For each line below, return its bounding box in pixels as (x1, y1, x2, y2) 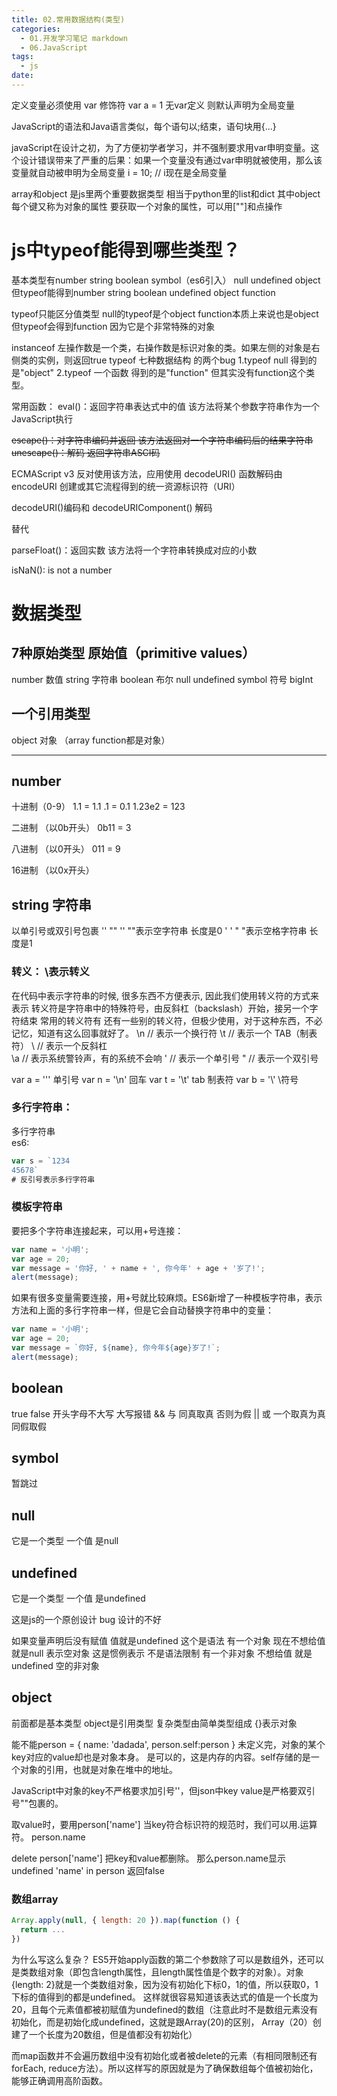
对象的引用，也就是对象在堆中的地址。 (19, 1763, 178, 1775)
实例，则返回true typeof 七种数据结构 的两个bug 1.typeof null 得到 (37, 354, 309, 366)
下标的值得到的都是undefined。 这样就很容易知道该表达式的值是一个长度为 (11, 1991, 319, 2003)
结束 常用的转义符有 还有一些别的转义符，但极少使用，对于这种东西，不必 (19, 1014, 323, 1026)
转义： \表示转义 (11, 965, 90, 979)
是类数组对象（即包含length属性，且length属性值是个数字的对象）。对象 (11, 1966, 304, 1978)
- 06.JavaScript (20, 42, 88, 53)
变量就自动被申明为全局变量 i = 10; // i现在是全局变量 (11, 166, 228, 178)
